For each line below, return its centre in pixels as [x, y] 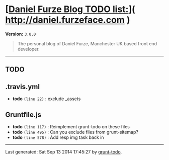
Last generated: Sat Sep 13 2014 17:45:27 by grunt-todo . [64, 151]
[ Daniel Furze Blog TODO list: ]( [70, 9]
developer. [28, 49]
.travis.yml [23, 87]
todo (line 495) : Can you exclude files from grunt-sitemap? [75, 132]
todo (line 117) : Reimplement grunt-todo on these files [71, 126]
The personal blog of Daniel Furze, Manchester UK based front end [87, 43]
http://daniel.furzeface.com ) [68, 20]
